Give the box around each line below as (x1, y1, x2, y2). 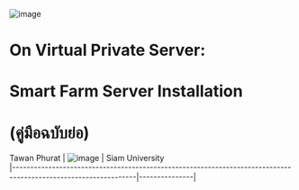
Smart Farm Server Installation (9, 81, 243, 102)
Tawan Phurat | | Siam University (9, 153, 165, 164)
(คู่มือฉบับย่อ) (9, 122, 90, 143)
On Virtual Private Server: (9, 41, 206, 60)
